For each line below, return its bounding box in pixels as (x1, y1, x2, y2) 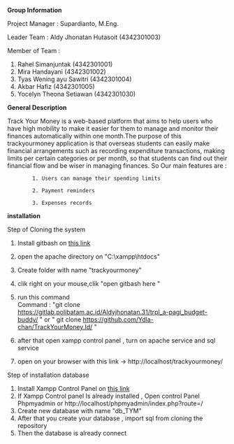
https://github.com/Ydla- (82, 315, 154, 324)
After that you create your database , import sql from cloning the (17, 414, 203, 422)
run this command (17, 293, 70, 301)
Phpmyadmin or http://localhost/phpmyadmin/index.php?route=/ (17, 399, 203, 408)
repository (17, 422, 47, 429)
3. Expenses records (32, 199, 92, 206)
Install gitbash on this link (17, 239, 91, 247)
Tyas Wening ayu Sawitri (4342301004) (17, 75, 132, 83)
